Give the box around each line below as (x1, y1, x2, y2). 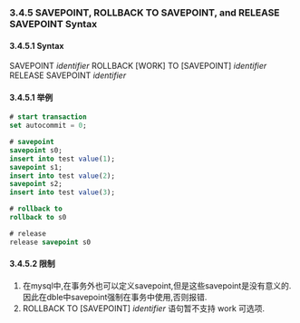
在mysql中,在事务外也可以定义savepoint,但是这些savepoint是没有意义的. (22, 279, 292, 291)
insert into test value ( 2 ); (9, 171, 116, 181)
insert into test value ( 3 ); (9, 188, 116, 197)
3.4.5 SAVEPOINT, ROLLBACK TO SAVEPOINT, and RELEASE (9, 6, 280, 19)
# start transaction (9, 113, 88, 122)
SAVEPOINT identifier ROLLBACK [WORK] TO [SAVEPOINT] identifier (9, 61, 267, 72)
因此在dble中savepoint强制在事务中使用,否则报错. (22, 291, 208, 302)
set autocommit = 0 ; (9, 121, 88, 131)
